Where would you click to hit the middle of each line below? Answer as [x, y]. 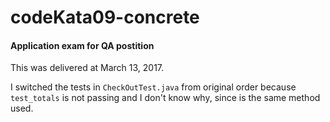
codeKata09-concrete [105, 17]
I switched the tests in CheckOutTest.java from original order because [153, 87]
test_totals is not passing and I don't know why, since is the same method [165, 98]
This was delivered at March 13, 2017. [87, 68]
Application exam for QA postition [82, 45]
